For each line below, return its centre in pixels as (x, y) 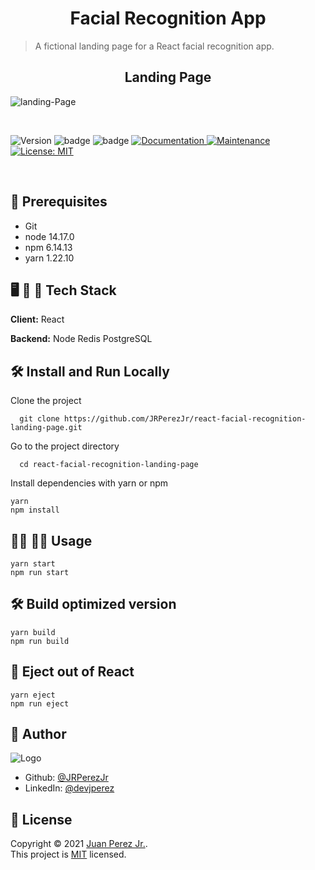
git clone (39, 419)
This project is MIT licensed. (68, 854)
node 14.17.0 (49, 236)
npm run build (40, 641)
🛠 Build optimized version (93, 604)
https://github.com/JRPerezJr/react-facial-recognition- (185, 419)
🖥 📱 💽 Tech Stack (63, 290)
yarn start (33, 564)
